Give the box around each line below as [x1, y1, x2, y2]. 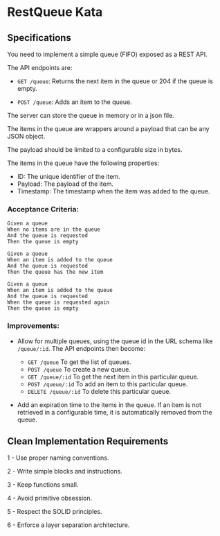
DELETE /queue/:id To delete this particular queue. [27, 387, 172, 395]
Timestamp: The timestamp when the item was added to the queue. [17, 187, 210, 195]
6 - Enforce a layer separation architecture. [7, 521, 130, 529]
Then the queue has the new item [7, 268, 104, 276]
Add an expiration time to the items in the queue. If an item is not [17, 400, 202, 409]
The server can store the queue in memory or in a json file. [7, 112, 174, 119]
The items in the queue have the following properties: [7, 159, 160, 167]
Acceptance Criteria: [7, 204, 80, 214]
